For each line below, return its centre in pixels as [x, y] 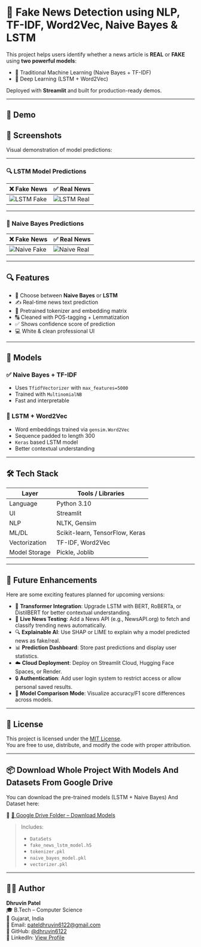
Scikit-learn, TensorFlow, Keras [101, 533]
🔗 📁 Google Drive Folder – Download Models [61, 815]
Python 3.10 [74, 504]
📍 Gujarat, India [25, 918]
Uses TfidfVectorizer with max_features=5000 [71, 388]
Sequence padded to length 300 [55, 435]
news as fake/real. [37, 641]
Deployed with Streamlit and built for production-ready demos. [84, 90]
